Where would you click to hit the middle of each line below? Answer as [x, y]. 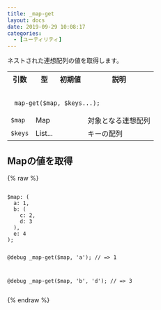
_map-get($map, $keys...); [55, 103]
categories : [24, 33]
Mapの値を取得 [40, 161]
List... [44, 134]
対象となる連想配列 [119, 121]
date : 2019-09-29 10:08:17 [46, 27]
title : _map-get [31, 14]
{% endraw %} [29, 300]
